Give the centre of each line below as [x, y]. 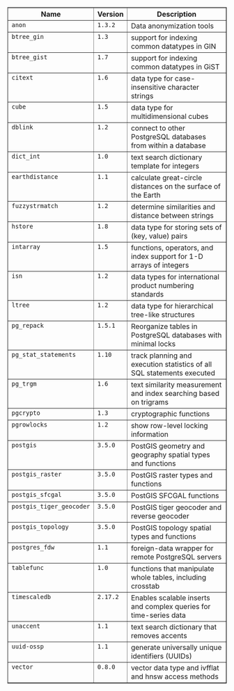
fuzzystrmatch [35, 206]
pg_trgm [24, 384]
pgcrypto [26, 413]
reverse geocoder [160, 516]
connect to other [158, 128]
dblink [22, 127]
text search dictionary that [174, 627]
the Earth [146, 195]
